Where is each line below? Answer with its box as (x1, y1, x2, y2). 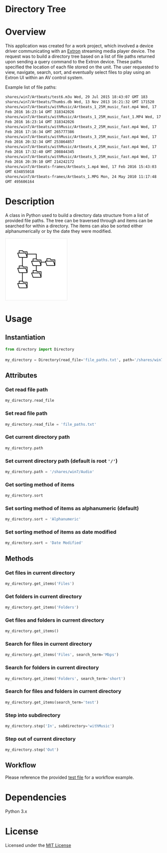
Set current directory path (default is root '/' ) (5, 457, 118, 464)
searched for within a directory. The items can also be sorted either (5, 223, 143, 229)
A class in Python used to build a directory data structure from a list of (5, 212, 149, 218)
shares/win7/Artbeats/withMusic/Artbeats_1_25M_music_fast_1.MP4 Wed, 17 (5, 115, 162, 120)
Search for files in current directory (5, 641, 92, 648)
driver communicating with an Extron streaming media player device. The (5, 48, 155, 54)
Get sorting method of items (5, 481, 75, 488)
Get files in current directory (5, 569, 76, 576)
